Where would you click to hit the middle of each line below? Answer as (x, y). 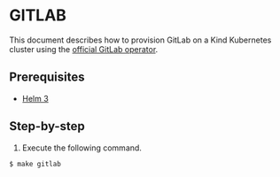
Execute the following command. (82, 148)
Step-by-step (47, 126)
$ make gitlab (35, 164)
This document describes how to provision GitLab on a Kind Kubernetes (140, 40)
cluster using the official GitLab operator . (84, 49)
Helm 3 (35, 98)
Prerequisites (47, 77)
